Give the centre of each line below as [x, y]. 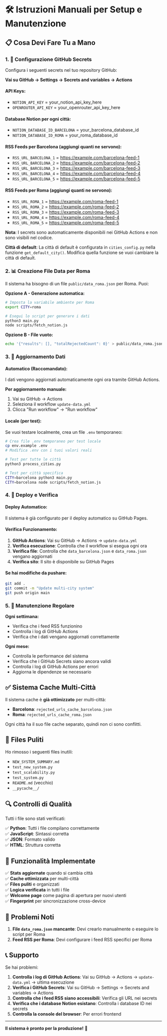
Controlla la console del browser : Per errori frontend [67, 1014]
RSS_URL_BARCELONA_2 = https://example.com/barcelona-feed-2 [76, 163]
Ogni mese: [17, 647]
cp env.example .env [27, 446]
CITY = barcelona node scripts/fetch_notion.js [53, 482]
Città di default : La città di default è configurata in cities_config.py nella [80, 247]
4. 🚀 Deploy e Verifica [32, 495]
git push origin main [28, 593]
